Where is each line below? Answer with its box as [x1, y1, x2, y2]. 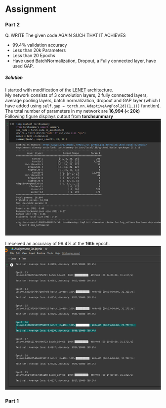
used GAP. [12, 63, 34, 69]
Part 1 [5, 397, 19, 404]
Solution [5, 74, 23, 80]
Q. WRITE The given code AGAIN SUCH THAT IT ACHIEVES [5, 32, 126, 38]
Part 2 [5, 21, 20, 28]
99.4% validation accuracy [12, 42, 67, 48]
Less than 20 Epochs [12, 53, 55, 59]
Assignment [5, 3, 56, 15]
